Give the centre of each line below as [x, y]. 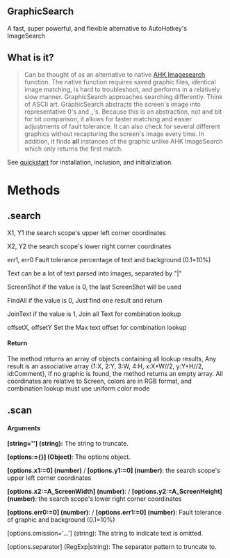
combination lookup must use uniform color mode [79, 388]
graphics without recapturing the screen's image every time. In [114, 134]
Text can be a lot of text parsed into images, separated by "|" [95, 273]
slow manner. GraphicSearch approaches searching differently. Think [123, 96]
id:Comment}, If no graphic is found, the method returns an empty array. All [115, 373]
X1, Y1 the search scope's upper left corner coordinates [87, 232]
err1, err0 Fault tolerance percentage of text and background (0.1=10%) [109, 259]
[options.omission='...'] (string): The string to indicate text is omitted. [105, 534]
